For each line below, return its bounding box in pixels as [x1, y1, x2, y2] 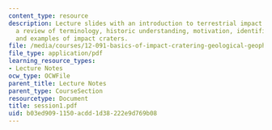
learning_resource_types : [8, 57, 96, 65]
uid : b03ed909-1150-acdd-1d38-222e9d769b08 [8, 110, 158, 118]
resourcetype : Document [8, 94, 89, 103]
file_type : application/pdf [8, 49, 104, 57]
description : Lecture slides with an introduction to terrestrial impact [8, 19, 263, 27]
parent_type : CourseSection [8, 86, 104, 95]
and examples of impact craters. [15, 34, 129, 43]
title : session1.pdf [8, 102, 79, 110]
